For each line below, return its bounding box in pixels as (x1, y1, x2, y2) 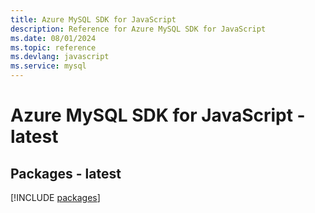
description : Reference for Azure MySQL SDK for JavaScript (10, 24, 267, 34)
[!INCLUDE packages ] (10, 192, 101, 203)
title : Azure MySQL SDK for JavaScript (10, 14, 177, 25)
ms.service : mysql (10, 61, 87, 71)
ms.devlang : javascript (10, 52, 110, 62)
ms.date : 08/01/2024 (10, 33, 97, 43)
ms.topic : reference (10, 42, 97, 53)
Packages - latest (10, 165, 122, 182)
